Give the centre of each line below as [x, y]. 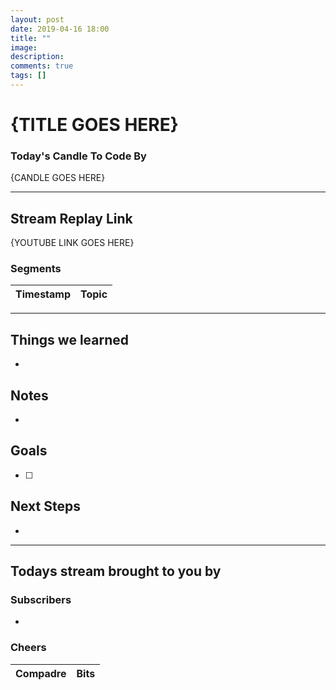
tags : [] [28, 76]
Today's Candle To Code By [78, 156]
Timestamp [43, 294]
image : [24, 47]
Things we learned [70, 339]
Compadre [41, 673]
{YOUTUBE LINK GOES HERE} [72, 243]
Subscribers [41, 600]
